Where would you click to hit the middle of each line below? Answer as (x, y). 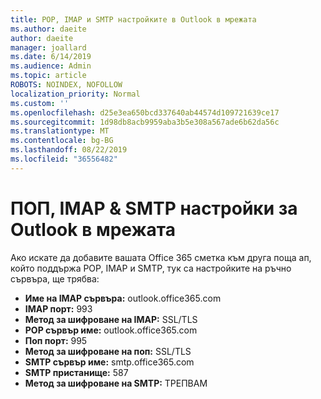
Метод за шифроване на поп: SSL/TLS (108, 351)
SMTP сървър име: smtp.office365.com (109, 362)
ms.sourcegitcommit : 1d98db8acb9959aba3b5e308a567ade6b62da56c (145, 122)
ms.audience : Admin (51, 66)
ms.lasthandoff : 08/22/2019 (69, 150)
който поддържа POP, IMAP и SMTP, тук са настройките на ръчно (151, 268)
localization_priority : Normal (75, 94)
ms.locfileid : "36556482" (64, 159)
